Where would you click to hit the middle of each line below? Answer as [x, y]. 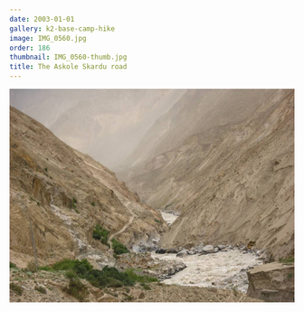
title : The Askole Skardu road [68, 67]
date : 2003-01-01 [42, 19]
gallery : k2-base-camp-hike [62, 28]
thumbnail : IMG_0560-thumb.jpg [68, 57]
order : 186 [30, 48]
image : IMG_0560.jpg [48, 38]
